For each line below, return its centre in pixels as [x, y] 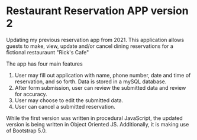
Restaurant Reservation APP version [97, 11]
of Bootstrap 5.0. [27, 131]
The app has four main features [44, 64]
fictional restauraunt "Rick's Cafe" [48, 52]
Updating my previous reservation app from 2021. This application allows [95, 40]
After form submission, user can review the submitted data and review [100, 87]
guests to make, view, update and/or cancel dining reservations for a [90, 46]
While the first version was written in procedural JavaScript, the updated [95, 118]
